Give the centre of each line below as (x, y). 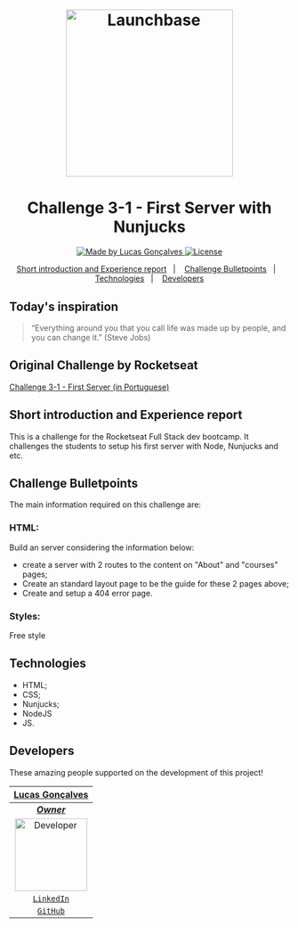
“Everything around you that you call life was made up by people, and (158, 328)
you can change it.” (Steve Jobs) (91, 337)
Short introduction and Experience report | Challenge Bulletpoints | (146, 269)
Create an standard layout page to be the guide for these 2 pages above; (155, 583)
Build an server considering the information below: (102, 547)
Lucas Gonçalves (51, 794)
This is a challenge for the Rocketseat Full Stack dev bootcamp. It (129, 436)
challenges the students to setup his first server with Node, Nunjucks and (144, 446)
